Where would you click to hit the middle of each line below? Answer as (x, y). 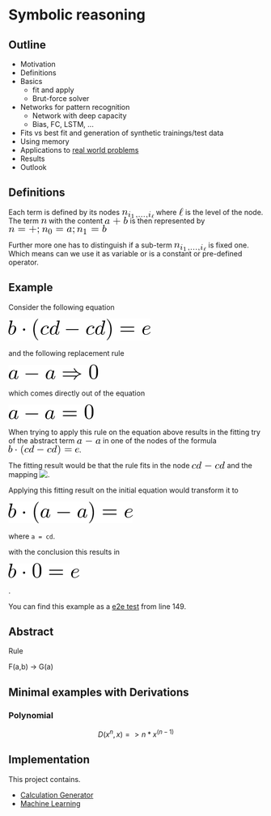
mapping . (29, 474)
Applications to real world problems (79, 150)
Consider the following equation (61, 307)
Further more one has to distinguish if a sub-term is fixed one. (129, 245)
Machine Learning (50, 803)
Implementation (49, 760)
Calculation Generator (57, 795)
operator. (23, 262)
